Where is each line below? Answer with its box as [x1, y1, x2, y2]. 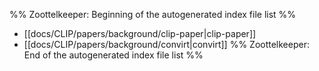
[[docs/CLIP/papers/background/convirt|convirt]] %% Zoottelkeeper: [23, 39, 310, 50]
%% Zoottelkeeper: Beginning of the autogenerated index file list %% [9, 9, 297, 20]
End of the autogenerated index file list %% [23, 49, 204, 61]
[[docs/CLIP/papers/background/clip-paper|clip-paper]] [23, 28, 257, 39]
